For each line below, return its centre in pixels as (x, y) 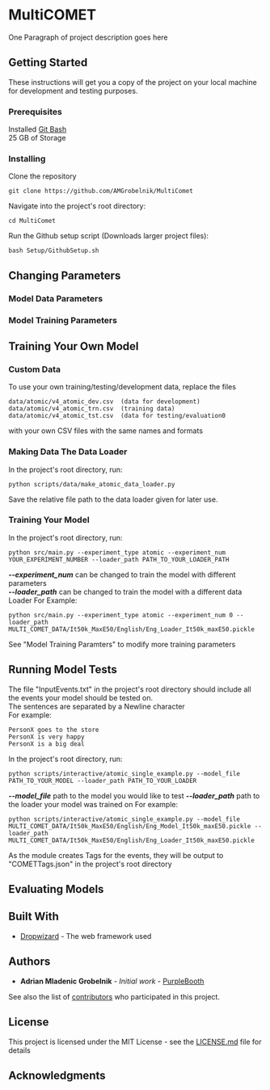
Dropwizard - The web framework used (86, 936)
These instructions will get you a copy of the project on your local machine (133, 82)
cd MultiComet (32, 221)
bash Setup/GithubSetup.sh (54, 251)
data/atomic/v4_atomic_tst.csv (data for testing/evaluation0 (117, 416)
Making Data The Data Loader (68, 452)
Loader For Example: (43, 600)
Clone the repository (42, 176)
